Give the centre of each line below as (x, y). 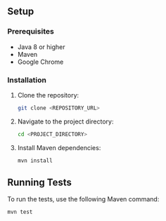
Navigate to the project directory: (65, 121)
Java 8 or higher (41, 47)
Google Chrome (40, 62)
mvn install (35, 161)
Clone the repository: (48, 95)
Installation (27, 80)
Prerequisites (31, 32)
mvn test (20, 212)
